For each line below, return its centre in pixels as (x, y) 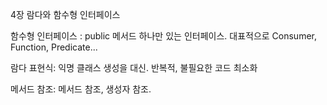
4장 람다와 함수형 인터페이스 (65, 14)
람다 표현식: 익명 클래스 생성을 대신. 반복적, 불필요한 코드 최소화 (134, 67)
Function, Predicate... (54, 47)
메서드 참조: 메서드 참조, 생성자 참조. (81, 89)
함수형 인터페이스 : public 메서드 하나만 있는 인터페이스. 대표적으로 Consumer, (163, 36)
